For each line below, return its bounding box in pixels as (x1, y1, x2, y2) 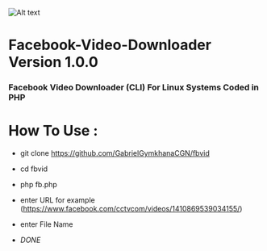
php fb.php (19, 180, 58, 190)
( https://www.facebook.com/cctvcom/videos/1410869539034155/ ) (19, 204, 243, 214)
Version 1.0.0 (8, 53, 98, 72)
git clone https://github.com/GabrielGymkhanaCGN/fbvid (19, 149, 210, 158)
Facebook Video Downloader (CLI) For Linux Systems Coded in (8, 82, 260, 93)
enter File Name (19, 220, 74, 229)
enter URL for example (19, 195, 95, 205)
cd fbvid (19, 164, 48, 174)
